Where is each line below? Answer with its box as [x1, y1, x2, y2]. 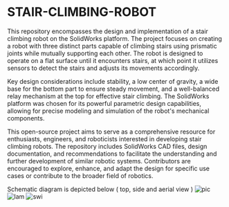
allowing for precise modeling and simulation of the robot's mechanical [7, 107, 210, 115]
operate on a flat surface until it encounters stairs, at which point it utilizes [7, 56, 219, 64]
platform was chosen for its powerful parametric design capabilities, [7, 99, 202, 107]
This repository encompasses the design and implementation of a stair [7, 27, 209, 35]
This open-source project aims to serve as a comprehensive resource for [7, 127, 216, 136]
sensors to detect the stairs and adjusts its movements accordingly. [7, 64, 200, 72]
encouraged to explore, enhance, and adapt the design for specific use [7, 164, 210, 172]
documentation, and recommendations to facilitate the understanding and [7, 150, 217, 158]
